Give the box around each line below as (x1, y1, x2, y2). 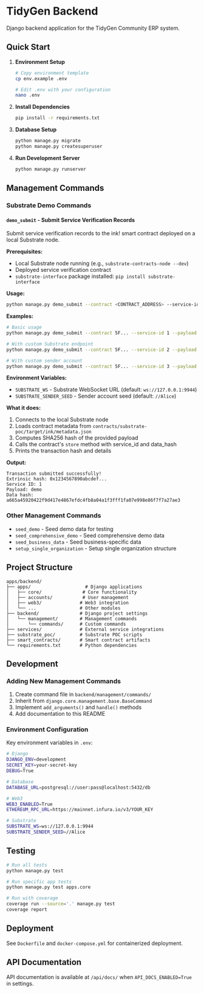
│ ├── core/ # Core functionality (6, 589, 137, 595)
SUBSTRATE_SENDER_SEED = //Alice (6, 829, 86, 836)
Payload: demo (6, 486, 42, 493)
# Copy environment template (15, 70, 89, 76)
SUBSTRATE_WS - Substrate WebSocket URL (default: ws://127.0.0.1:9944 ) (15, 386, 197, 393)
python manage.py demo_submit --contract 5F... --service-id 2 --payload (6, 347, 197, 353)
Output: (6, 459, 26, 466)
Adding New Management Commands (6, 677, 121, 685)
